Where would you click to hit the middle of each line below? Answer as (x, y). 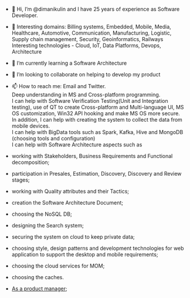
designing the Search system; (48, 225)
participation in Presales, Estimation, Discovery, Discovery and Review (96, 174)
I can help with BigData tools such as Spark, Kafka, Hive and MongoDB (97, 132)
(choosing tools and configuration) (53, 138)
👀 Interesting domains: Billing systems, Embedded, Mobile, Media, (91, 27)
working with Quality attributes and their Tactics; (70, 191)
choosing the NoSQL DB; (42, 214)
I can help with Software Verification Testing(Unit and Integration (90, 101)
